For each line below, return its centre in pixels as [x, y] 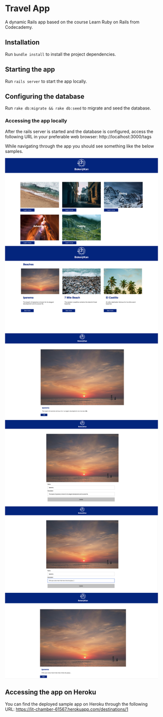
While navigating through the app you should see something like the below [80, 146]
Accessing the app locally [36, 121]
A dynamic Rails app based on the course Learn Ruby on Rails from [72, 22]
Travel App [27, 9]
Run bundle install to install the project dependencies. [61, 54]
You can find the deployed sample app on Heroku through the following [76, 704]
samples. [14, 151]
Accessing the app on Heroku [51, 692]
